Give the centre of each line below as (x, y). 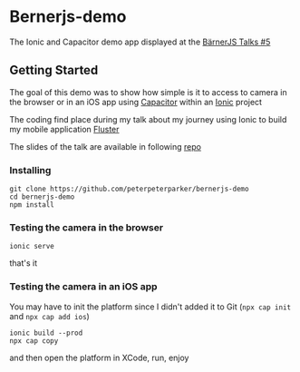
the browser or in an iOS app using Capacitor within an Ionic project (136, 102)
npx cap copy (34, 341)
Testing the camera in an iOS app (83, 287)
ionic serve (32, 247)
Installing (30, 170)
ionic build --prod (46, 333)
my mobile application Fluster (64, 129)
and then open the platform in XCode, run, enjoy (99, 357)
